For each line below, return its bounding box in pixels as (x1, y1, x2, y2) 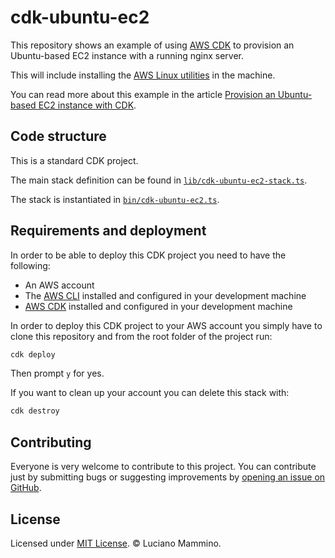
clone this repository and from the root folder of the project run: (10, 330, 273, 342)
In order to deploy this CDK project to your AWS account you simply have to (10, 319, 323, 331)
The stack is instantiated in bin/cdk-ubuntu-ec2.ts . (10, 193, 220, 205)
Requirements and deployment (10, 222, 207, 240)
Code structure (10, 128, 107, 145)
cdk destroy (10, 406, 60, 416)
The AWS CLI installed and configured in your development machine (24, 289, 307, 301)
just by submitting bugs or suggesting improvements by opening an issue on (10, 471, 326, 483)
